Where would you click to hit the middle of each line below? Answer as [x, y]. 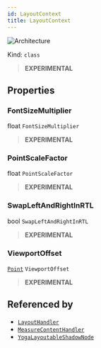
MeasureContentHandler [51, 330]
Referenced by [40, 304]
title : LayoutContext [39, 21]
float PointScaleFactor [40, 174]
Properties [31, 90]
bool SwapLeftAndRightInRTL [48, 221]
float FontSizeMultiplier [43, 126]
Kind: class [24, 55]
